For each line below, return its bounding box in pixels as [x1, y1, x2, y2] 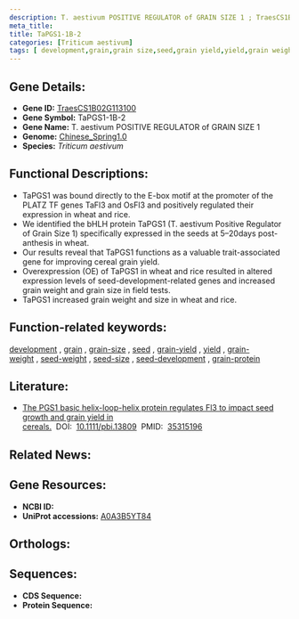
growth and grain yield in [21, 411, 114, 423]
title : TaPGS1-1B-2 [9, 29, 82, 38]
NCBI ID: [21, 501, 55, 512]
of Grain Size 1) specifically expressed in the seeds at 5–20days [21, 228, 256, 239]
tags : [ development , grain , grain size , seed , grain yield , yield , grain [9, 46, 269, 55]
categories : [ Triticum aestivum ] [9, 37, 133, 47]
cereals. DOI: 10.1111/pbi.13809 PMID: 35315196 [21, 421, 203, 432]
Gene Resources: [9, 477, 107, 493]
